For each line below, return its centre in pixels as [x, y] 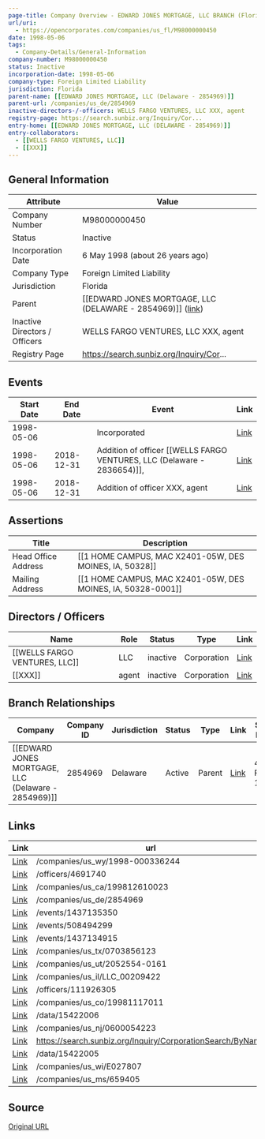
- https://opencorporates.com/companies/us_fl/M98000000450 [116, 30]
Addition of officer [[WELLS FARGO [162, 450]
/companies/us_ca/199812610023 [102, 887]
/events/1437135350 [77, 912]
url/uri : [22, 23]
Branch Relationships [62, 703]
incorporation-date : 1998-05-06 [61, 74]
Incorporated [121, 433]
